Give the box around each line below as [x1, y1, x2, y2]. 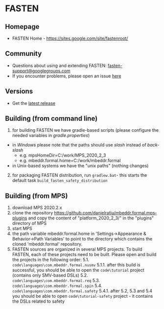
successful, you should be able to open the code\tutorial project [12, 267, 144, 273]
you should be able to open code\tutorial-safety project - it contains [12, 293, 153, 299]
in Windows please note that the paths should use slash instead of [12, 142, 146, 148]
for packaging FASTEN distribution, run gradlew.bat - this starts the [12, 172, 147, 178]
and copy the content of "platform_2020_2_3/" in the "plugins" [28, 215, 154, 221]
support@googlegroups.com [12, 68, 71, 73]
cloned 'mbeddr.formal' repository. [12, 241, 83, 247]
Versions [5, 87, 33, 95]
